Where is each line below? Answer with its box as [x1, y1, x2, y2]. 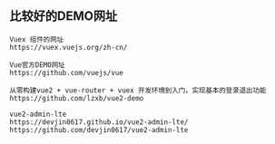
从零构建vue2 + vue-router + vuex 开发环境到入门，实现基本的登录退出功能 [9, 85, 267, 95]
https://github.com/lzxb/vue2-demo [9, 93, 144, 102]
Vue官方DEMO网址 [9, 60, 65, 70]
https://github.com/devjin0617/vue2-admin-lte [9, 125, 189, 134]
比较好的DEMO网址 [9, 8, 118, 24]
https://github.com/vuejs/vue [9, 68, 124, 77]
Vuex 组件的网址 [9, 34, 64, 43]
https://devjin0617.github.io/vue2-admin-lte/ [9, 117, 189, 127]
